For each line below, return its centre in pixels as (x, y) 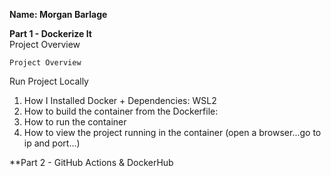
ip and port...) (52, 143)
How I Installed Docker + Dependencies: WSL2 (120, 100)
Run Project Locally (49, 81)
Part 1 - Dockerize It (50, 33)
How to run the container (75, 122)
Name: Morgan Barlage (58, 14)
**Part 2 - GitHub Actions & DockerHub (91, 162)
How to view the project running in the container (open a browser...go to (172, 132)
